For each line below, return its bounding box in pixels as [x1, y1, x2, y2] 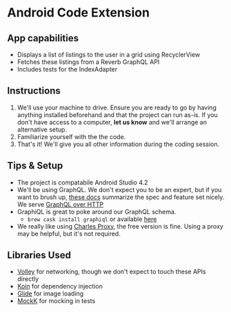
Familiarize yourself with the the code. [17, 132, 126, 141]
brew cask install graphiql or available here [27, 215, 157, 223]
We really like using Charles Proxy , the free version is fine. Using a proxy [17, 222, 224, 230]
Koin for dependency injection [17, 282, 103, 291]
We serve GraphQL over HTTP [17, 200, 104, 208]
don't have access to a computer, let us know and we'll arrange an [17, 118, 207, 126]
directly [17, 275, 39, 283]
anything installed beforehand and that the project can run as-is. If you [17, 110, 219, 118]
